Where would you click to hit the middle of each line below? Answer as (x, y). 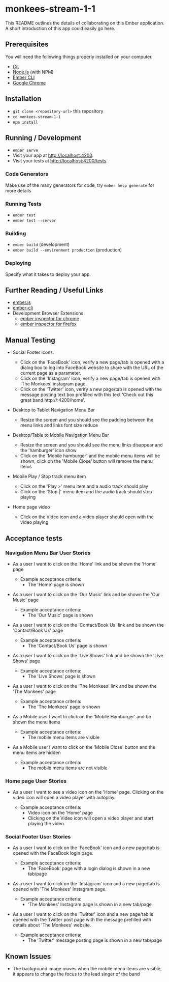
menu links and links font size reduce (59, 425)
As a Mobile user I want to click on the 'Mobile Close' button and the (84, 747)
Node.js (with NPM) (33, 72)
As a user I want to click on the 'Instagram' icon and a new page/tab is (86, 884)
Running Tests (23, 204)
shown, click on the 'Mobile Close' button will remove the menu (87, 461)
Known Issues (28, 956)
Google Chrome (29, 82)
